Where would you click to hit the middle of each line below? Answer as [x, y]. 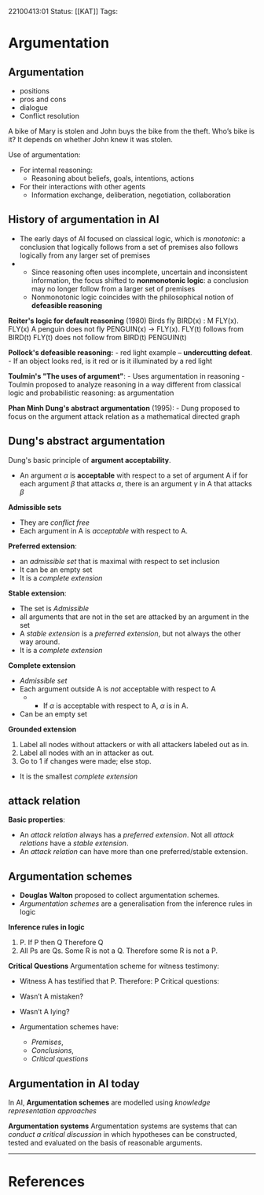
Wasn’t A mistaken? [51, 996]
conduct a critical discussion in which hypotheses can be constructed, [123, 1135]
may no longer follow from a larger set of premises [113, 288]
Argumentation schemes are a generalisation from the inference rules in [136, 904]
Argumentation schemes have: [69, 1027]
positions [34, 91]
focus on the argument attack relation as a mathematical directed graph [124, 416]
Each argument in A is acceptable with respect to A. [104, 530]
